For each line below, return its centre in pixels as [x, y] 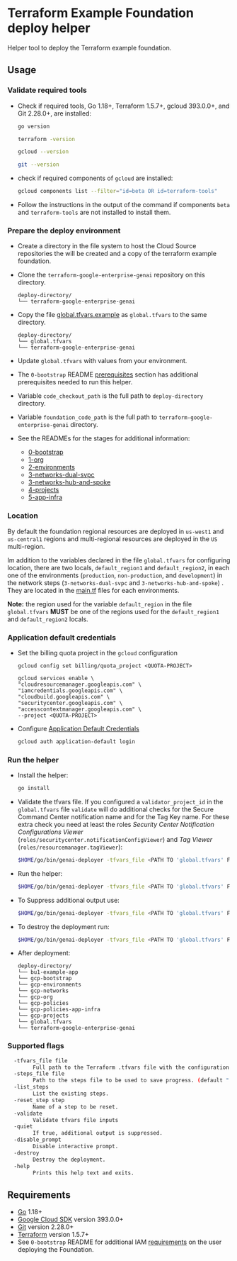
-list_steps [31, 1087]
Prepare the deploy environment [64, 230]
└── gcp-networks [43, 991]
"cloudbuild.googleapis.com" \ [64, 696]
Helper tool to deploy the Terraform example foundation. [89, 48]
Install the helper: [43, 775]
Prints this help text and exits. [83, 1173]
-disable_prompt [37, 1140]
